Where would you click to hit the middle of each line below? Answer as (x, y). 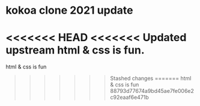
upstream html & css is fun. (75, 50)
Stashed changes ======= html (151, 79)
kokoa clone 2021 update (69, 10)
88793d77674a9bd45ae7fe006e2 (152, 91)
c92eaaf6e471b (130, 97)
